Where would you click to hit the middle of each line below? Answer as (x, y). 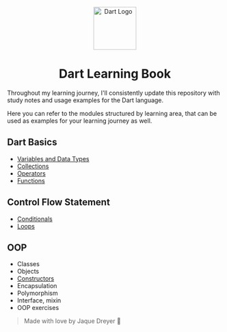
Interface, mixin (39, 300)
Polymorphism (37, 293)
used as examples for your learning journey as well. (80, 121)
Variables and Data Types (53, 158)
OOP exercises (38, 308)
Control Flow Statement (59, 202)
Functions (31, 180)
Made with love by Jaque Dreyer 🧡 (72, 321)
